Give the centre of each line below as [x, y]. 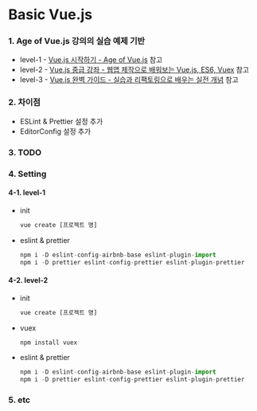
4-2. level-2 [28, 280]
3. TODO [25, 152]
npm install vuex [49, 342]
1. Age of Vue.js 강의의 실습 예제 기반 [77, 41]
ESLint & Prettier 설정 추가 [61, 121]
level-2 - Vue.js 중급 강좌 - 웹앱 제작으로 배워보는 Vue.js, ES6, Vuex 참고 [134, 70]
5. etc [19, 400]
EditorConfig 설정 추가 [55, 131]
